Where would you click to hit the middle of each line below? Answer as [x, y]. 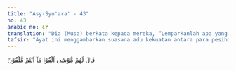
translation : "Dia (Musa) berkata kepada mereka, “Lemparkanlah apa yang [118, 33]
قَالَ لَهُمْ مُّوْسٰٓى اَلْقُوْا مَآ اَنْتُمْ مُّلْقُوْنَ [51, 60]
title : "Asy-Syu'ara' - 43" [48, 14]
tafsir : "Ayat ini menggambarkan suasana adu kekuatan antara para [108, 40]
